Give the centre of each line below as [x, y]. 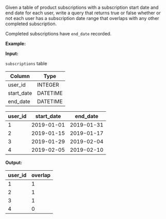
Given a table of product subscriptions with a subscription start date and [82, 7]
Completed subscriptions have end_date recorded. [58, 34]
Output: [14, 163]
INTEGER [48, 85]
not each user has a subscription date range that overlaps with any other [82, 18]
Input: [12, 54]
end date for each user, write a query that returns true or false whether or [83, 13]
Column [20, 76]
